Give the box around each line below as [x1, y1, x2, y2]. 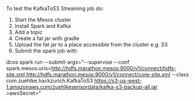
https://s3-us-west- [93, 77, 142, 84]
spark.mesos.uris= [6, 65, 52, 72]
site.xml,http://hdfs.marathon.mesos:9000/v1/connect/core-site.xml [6, 71, 170, 78]
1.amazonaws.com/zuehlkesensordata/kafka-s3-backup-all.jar [6, 83, 158, 90]
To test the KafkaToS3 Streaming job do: [6, 5, 104, 12]
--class [171, 71, 189, 78]
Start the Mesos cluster [14, 16, 72, 23]
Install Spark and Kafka [14, 23, 71, 29]
